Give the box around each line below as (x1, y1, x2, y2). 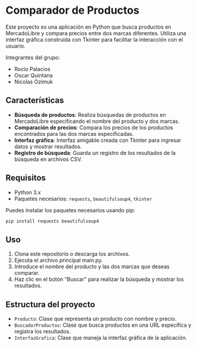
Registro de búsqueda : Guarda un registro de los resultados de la (14, 149, 176, 156)
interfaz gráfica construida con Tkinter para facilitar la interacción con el (5, 36, 183, 43)
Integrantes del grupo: (5, 54, 60, 61)
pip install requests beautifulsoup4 (5, 218, 99, 224)
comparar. (14, 269, 40, 277)
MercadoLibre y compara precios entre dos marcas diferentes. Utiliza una (5, 29, 187, 36)
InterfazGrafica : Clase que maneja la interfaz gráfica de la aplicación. (14, 334, 187, 342)
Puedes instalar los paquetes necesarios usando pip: (5, 206, 135, 213)
